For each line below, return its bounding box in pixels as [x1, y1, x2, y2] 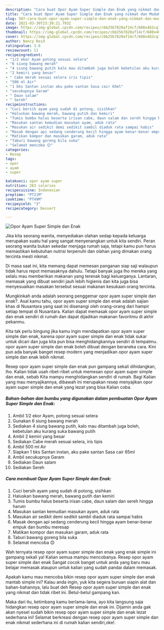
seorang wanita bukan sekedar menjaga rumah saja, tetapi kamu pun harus [5, 243, 156, 249]
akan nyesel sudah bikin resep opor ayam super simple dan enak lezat [5, 609, 146, 615]
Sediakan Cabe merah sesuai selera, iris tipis [12, 439, 103, 445]
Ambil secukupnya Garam [12, 454, 65, 460]
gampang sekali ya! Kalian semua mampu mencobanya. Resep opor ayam [5, 554, 154, 560]
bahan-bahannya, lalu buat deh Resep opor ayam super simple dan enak [5, 584, 151, 590]
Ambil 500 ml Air [12, 444, 46, 450]
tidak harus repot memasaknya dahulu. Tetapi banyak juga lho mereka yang [5, 268, 157, 274]
